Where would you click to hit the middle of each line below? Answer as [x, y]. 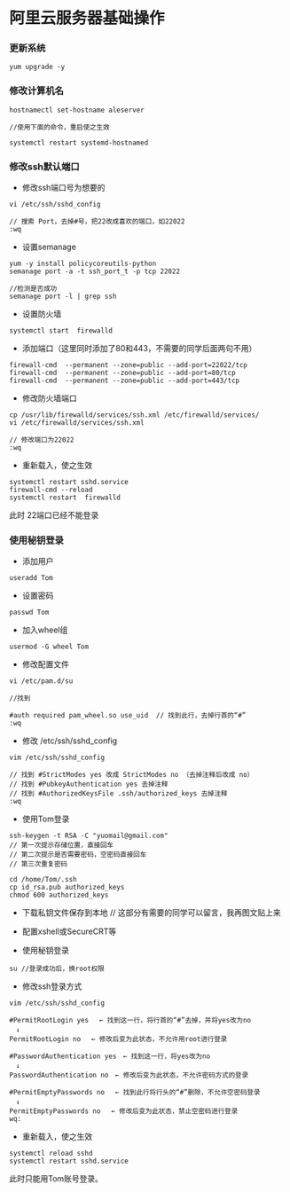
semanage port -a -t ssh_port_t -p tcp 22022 [94, 271]
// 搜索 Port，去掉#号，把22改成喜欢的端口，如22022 [97, 222]
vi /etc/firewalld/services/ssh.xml [77, 423]
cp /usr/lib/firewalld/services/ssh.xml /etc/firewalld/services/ [134, 415]
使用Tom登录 [46, 819]
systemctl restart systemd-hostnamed [79, 143]
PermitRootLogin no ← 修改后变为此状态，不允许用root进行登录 [118, 1039]
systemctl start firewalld [61, 331]
